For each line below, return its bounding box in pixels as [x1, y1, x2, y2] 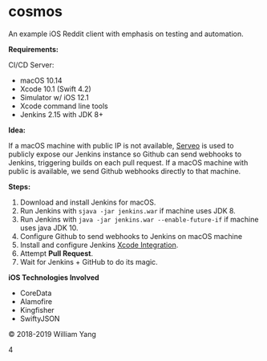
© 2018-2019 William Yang [8, 329, 96, 339]
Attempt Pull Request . [19, 248, 94, 258]
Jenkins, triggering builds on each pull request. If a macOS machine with [8, 157, 249, 167]
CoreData [19, 288, 52, 298]
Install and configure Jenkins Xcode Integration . [19, 240, 179, 249]
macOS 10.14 [19, 75, 63, 85]
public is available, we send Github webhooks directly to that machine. [8, 166, 241, 176]
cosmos [8, 2, 63, 21]
